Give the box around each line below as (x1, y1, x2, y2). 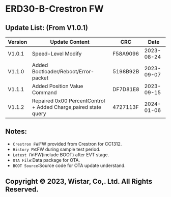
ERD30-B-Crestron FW (5, 3, 104, 15)
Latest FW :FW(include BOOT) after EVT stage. (12, 151, 109, 158)
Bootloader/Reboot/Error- (32, 68, 94, 75)
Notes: (5, 127, 27, 136)
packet (32, 74, 49, 81)
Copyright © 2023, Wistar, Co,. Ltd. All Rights (5, 177, 153, 186)
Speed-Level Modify (32, 50, 82, 57)
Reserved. (5, 185, 39, 194)
